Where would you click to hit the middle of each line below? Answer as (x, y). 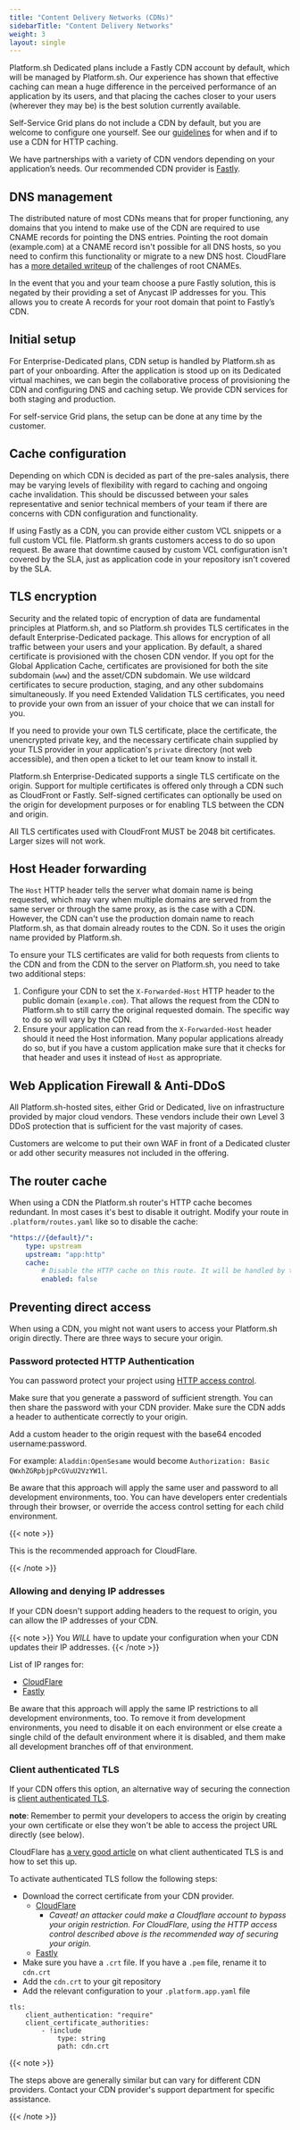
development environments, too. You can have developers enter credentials (148, 1497)
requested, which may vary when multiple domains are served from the (141, 900)
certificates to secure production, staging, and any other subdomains (137, 685)
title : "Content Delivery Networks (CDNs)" (92, 17)
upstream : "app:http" (65, 1254)
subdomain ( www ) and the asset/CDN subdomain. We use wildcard (130, 675)
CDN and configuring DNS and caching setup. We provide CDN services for (149, 389)
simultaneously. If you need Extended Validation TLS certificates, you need (147, 694)
